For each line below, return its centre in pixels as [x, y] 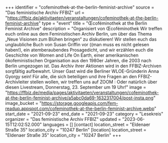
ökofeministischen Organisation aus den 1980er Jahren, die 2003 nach [78, 60]
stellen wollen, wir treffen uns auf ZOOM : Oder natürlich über [94, 82]
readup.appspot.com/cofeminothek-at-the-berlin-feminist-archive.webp [80, 108]
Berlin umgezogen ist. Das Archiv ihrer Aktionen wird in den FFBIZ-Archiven [83, 66]
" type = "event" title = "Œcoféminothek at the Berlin [93, 23]
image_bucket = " [23, 103]
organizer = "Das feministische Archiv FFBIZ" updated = [63, 119]
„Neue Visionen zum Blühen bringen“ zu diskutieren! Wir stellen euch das [81, 39]
